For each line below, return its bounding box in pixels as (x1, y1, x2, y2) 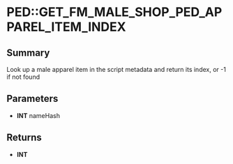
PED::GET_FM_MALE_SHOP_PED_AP (6, 4, 223, 20)
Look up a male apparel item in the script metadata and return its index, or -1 (6, 66, 226, 73)
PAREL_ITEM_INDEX (6, 19, 126, 35)
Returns (6, 132, 43, 144)
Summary (6, 47, 50, 59)
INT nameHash (16, 111, 61, 119)
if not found (6, 73, 40, 81)
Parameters (6, 93, 59, 105)
